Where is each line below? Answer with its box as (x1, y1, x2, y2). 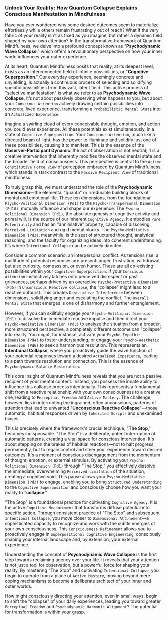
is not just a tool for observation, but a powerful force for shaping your (5, 562, 150, 568)
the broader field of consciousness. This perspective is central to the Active (5, 159, 162, 165)
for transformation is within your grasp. (5, 609, 86, 615)
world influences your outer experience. (5, 54, 88, 60)
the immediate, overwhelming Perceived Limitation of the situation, (5, 468, 146, 474)
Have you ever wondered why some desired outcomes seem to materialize (5, 22, 159, 28)
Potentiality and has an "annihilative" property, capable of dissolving (5, 221, 150, 227)
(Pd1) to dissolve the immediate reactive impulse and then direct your (5, 316, 148, 322)
